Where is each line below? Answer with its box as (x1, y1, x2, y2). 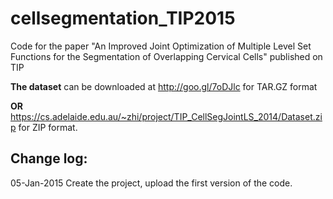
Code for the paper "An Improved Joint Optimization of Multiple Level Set (10, 40, 312, 52)
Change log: (10, 150, 88, 167)
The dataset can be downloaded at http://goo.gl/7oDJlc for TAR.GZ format (10, 80, 318, 92)
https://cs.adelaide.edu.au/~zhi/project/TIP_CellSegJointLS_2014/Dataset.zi (10, 110, 323, 122)
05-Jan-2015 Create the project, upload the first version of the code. (10, 177, 293, 189)
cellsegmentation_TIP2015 (10, 7, 236, 30)
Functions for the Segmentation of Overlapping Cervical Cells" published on (10, 50, 323, 62)
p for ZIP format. (10, 121, 78, 133)
